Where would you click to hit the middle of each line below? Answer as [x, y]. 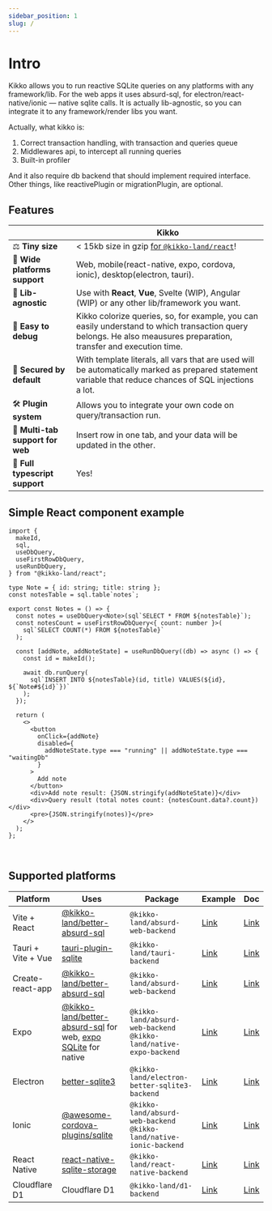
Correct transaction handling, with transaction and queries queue [129, 143]
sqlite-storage [89, 1169]
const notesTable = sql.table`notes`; [74, 595]
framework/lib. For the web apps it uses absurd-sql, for [100, 95]
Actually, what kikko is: [47, 127]
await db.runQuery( [56, 673]
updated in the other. [116, 445]
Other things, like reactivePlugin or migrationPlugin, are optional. [116, 185]
